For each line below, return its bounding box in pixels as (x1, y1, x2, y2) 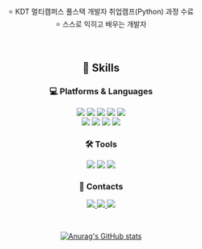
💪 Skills (82, 61, 120, 75)
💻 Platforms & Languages (48, 86, 154, 98)
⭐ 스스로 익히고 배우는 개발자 (55, 19, 147, 29)
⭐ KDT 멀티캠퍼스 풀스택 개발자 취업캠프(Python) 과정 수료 (8, 6, 194, 16)
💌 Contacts (78, 181, 124, 192)
